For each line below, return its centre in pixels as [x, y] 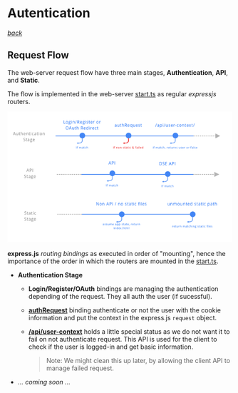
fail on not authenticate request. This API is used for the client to [123, 339]
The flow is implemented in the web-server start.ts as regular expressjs [112, 93]
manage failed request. [80, 368]
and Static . [24, 80]
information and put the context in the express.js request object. [123, 317]
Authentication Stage [50, 275]
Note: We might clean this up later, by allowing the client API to [138, 360]
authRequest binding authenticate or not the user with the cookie [124, 310]
